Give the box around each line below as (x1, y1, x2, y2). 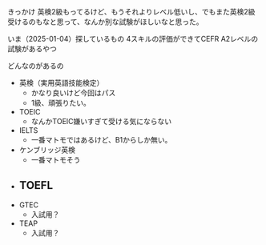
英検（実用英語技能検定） (18, 78, 104, 87)
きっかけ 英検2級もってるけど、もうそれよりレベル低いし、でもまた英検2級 (7, 7, 256, 16)
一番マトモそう (30, 155, 81, 164)
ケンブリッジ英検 (18, 145, 75, 155)
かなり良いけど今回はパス (30, 88, 116, 98)
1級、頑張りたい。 (30, 98, 91, 107)
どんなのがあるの (7, 61, 64, 70)
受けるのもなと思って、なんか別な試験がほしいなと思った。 (7, 17, 204, 26)
